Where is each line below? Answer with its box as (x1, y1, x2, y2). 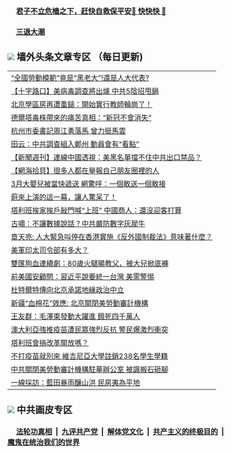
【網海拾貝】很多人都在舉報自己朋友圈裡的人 (11, 165, 160, 175)
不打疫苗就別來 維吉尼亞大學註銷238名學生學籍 (11, 351, 168, 361)
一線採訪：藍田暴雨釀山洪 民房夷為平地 (11, 377, 141, 387)
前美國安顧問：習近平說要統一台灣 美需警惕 (11, 271, 155, 281)
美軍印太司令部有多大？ (11, 245, 90, 255)
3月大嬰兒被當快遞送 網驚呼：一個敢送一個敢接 (11, 179, 166, 189)
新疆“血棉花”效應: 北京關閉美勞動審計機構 (11, 298, 148, 308)
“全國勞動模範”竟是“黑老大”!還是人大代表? (11, 73, 150, 83)
